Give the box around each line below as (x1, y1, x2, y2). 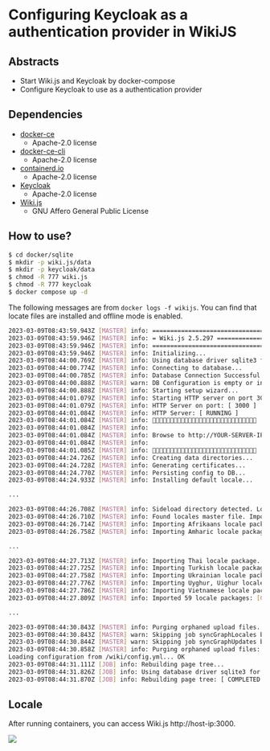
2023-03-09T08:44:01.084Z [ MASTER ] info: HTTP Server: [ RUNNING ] (8, 408, 239, 417)
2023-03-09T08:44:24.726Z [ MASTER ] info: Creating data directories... (8, 453, 253, 462)
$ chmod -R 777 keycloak (8, 281, 92, 289)
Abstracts (8, 55, 59, 68)
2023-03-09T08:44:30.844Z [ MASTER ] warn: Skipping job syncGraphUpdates (8, 638, 257, 646)
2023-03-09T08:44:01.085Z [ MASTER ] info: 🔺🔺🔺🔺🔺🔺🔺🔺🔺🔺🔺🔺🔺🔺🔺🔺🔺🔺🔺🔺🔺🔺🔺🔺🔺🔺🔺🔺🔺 (8, 446, 257, 454)
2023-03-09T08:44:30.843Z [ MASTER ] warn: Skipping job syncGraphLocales (8, 630, 257, 638)
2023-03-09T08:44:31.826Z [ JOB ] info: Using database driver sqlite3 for (8, 667, 261, 676)
